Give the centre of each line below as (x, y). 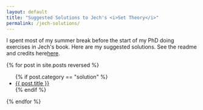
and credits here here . (33, 53)
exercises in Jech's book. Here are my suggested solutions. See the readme (102, 47)
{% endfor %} (24, 101)
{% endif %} (31, 90)
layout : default (27, 12)
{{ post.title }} (32, 83)
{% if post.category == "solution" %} (61, 77)
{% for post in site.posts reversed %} (53, 65)
